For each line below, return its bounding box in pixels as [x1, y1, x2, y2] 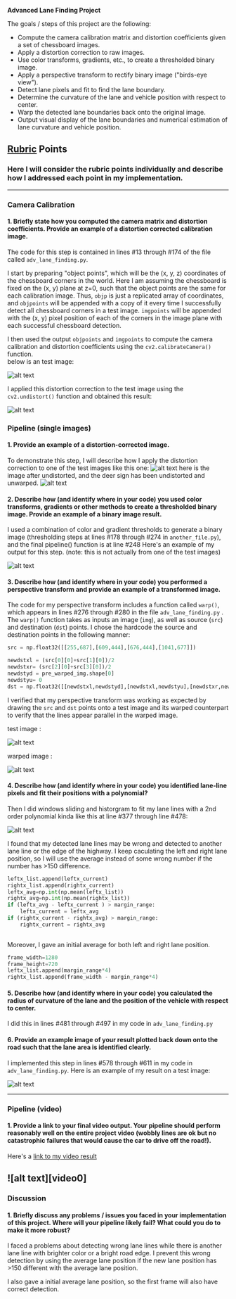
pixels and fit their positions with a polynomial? [7, 789, 148, 797]
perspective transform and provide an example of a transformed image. [7, 585, 221, 593]
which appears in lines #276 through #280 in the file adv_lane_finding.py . [7, 608, 223, 616]
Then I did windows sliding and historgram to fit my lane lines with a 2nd [7, 804, 216, 813]
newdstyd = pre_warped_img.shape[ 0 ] [7, 670, 114, 677]
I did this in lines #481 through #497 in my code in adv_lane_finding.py [7, 1020, 213, 1028]
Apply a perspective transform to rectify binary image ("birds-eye [17, 70, 207, 79]
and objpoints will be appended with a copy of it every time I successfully [7, 298, 222, 307]
